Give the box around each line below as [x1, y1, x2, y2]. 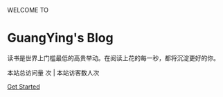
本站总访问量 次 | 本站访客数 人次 [7, 69, 100, 77]
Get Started [7, 82, 40, 91]
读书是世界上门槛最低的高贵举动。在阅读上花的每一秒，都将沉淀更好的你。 [7, 53, 220, 62]
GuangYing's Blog [7, 30, 114, 46]
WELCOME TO [7, 6, 48, 14]
